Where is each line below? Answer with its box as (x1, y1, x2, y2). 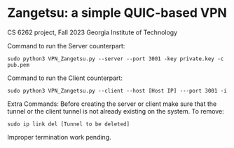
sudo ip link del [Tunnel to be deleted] (7, 121, 130, 128)
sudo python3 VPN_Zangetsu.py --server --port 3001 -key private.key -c (7, 55, 224, 62)
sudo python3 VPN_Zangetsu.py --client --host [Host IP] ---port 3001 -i (7, 87, 228, 94)
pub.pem (7, 61, 30, 68)
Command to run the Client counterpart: (7, 74, 123, 82)
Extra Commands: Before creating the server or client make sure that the (7, 100, 217, 108)
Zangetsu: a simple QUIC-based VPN (7, 5, 228, 21)
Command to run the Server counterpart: (7, 41, 125, 50)
